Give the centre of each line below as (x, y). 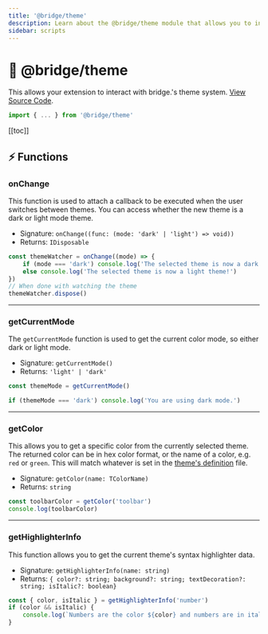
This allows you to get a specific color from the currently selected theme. (128, 446)
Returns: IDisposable (54, 241)
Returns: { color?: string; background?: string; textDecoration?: (133, 578)
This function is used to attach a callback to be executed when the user (126, 201)
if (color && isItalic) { (51, 608)
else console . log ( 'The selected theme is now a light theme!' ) (130, 271)
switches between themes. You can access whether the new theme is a (126, 209)
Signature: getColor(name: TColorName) (84, 478)
